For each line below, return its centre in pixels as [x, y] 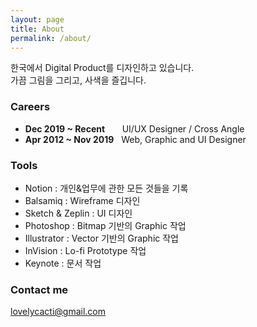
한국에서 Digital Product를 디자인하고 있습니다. [102, 68]
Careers [30, 107]
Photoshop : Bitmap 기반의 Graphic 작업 [105, 225]
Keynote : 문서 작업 [63, 263]
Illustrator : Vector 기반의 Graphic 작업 [101, 238]
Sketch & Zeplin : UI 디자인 [78, 213]
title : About [37, 29]
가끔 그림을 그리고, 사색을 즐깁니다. [78, 80]
